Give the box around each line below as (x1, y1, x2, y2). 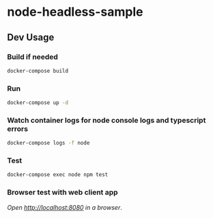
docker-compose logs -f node (7, 140, 90, 147)
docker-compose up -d (7, 99, 69, 106)
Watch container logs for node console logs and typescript (7, 115, 206, 125)
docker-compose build (7, 67, 69, 74)
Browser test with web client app (7, 188, 118, 197)
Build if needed (7, 52, 58, 62)
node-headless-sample (7, 4, 143, 20)
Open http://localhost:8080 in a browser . (7, 203, 123, 211)
